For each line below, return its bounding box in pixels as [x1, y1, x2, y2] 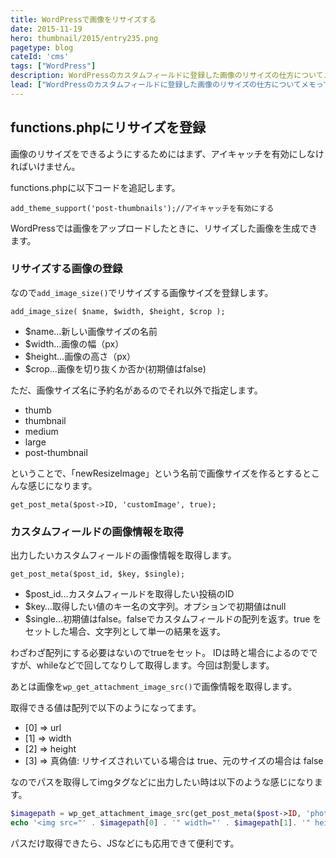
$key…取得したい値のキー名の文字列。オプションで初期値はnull [24, 601, 287, 613]
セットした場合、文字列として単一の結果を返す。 [24, 626, 226, 638]
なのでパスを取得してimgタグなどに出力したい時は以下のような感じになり [10, 776, 315, 788]
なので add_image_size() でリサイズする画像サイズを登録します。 [10, 286, 274, 298]
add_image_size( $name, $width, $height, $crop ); [10, 306, 226, 316]
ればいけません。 [10, 160, 81, 172]
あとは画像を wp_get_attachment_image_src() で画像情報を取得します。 [10, 681, 298, 693]
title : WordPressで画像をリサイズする [10, 14, 157, 25]
